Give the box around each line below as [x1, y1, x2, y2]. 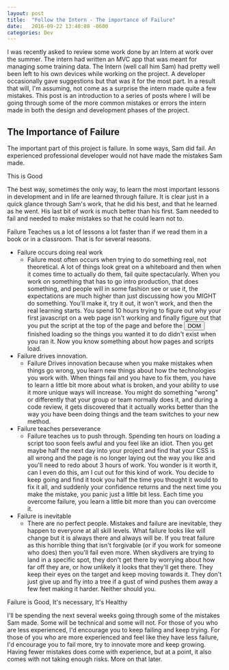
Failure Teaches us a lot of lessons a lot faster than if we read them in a [7, 227, 208, 236]
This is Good [7, 172, 43, 180]
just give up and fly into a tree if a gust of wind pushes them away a [27, 578, 218, 586]
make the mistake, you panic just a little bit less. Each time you [27, 491, 204, 499]
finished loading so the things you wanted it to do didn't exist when [27, 330, 217, 338]
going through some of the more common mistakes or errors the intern [7, 99, 206, 107]
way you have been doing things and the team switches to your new [27, 410, 219, 419]
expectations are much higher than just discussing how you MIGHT [27, 292, 217, 300]
